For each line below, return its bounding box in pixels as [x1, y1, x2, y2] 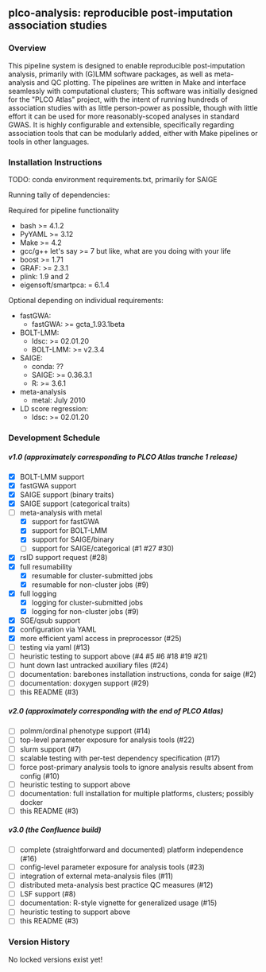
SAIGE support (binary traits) [19, 490, 114, 500]
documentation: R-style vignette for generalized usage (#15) [19, 898, 218, 908]
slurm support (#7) [19, 744, 82, 754]
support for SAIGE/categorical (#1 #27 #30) [31, 544, 175, 554]
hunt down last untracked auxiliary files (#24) [19, 660, 168, 671]
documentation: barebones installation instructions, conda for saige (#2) [19, 670, 256, 679]
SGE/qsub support [19, 616, 81, 625]
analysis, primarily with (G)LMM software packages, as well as [8, 69, 213, 79]
